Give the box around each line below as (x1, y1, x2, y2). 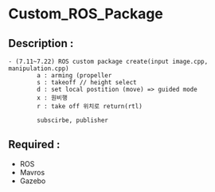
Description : (8, 37, 74, 50)
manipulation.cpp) (8, 65, 69, 72)
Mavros (19, 167, 45, 177)
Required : (8, 138, 61, 151)
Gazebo (19, 176, 46, 186)
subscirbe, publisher (37, 116, 109, 124)
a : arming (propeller (37, 72, 112, 80)
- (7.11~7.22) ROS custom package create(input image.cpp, (8, 57, 209, 65)
